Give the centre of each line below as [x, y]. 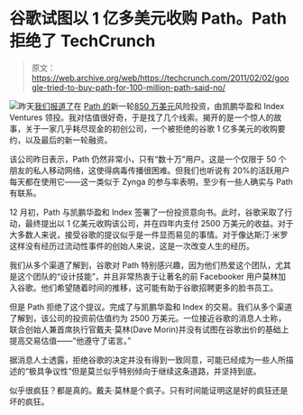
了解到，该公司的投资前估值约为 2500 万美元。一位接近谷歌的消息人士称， [148, 318]
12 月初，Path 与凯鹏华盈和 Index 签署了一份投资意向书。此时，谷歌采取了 [147, 212]
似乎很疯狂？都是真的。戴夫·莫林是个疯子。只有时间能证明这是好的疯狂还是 [149, 390]
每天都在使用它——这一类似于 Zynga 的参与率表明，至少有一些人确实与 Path [151, 181]
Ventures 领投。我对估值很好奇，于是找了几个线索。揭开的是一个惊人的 [142, 117]
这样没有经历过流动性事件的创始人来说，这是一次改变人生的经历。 [132, 245]
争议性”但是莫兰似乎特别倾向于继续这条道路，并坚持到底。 [153, 371]
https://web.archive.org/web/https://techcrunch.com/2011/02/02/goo [160, 78]
